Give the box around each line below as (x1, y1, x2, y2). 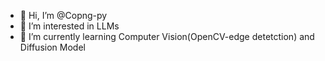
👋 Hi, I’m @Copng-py (19, 10, 108, 21)
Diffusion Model (19, 41, 86, 53)
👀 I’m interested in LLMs (19, 20, 120, 32)
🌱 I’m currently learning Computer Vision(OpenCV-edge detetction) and (19, 31, 315, 42)
